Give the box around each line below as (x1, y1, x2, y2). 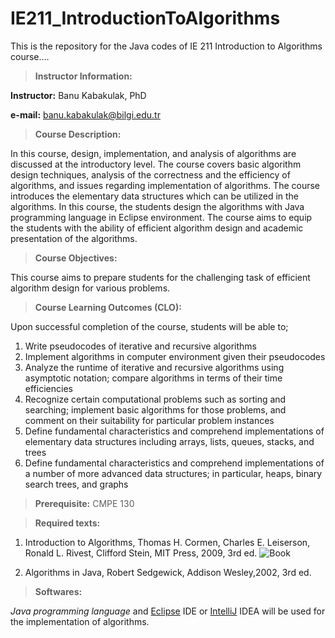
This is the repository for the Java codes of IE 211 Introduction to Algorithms (10, 40, 323, 52)
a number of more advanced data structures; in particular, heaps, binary (24, 467, 323, 479)
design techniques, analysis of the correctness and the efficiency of (10, 168, 291, 181)
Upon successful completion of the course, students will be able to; (10, 320, 289, 332)
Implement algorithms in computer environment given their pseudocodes (24, 350, 326, 362)
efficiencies (24, 382, 73, 394)
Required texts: (34, 517, 101, 529)
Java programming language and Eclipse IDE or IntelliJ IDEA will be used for (10, 605, 326, 617)
